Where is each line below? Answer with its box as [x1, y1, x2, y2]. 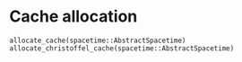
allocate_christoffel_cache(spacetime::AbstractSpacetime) [9, 43, 235, 53]
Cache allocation [9, 6, 138, 27]
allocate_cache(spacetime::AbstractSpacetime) [9, 36, 186, 45]
